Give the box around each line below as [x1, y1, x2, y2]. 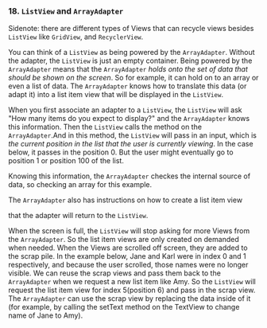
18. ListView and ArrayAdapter [8, 6, 124, 17]
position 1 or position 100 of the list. [8, 156, 125, 166]
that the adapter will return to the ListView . [8, 211, 149, 221]
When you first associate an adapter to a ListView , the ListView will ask [8, 105, 242, 115]
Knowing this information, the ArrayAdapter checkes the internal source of [8, 171, 251, 181]
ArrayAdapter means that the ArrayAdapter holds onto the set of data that [8, 64, 248, 74]
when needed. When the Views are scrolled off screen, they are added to [8, 243, 248, 252]
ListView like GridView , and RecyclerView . [8, 32, 144, 41]
